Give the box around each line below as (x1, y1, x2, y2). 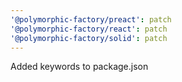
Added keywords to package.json (10, 61, 149, 73)
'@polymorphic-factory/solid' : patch (10, 33, 168, 43)
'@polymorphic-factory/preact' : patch (10, 14, 172, 25)
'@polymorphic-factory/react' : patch (10, 24, 168, 34)
